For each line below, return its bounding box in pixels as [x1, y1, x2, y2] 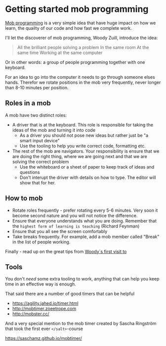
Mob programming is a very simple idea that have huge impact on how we [5, 20, 156, 26]
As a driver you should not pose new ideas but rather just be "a [19, 132, 149, 138]
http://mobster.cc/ [12, 311, 49, 317]
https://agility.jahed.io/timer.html [12, 300, 79, 306]
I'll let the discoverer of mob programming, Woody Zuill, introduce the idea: [5, 35, 158, 41]
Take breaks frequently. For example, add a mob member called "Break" [12, 233, 160, 239]
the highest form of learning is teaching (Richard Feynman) [12, 223, 140, 229]
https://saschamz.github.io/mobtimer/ [5, 336, 83, 342]
